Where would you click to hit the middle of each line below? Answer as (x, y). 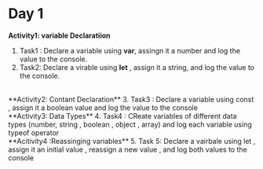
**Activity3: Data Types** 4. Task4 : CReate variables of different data (122, 116)
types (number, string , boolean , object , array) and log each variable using (130, 124)
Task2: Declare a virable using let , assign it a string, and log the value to (137, 67)
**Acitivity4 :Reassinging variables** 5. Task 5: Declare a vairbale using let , (132, 141)
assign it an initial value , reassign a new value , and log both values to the (128, 149)
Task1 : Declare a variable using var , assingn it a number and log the (130, 50)
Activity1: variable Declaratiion (59, 35)
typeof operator (34, 132)
